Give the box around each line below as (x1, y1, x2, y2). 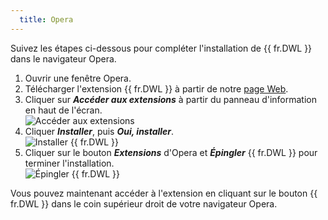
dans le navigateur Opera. (10, 52, 117, 65)
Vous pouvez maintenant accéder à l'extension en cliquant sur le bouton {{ (10, 187, 318, 199)
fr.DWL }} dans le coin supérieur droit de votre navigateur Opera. (10, 197, 278, 210)
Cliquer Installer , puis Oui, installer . (24, 125, 175, 137)
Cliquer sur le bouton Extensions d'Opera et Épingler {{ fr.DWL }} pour (24, 146, 318, 158)
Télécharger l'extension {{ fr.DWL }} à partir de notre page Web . (24, 82, 289, 95)
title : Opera (19, 14, 74, 25)
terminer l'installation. (24, 157, 115, 169)
